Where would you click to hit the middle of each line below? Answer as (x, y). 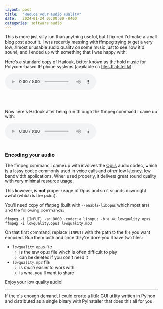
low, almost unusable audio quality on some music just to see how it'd (75, 47)
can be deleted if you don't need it (54, 257)
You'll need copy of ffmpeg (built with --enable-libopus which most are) (77, 205)
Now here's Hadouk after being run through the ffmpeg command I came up (81, 112)
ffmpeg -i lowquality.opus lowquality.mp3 (49, 223)
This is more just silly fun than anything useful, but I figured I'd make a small (81, 37)
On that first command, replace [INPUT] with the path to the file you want (78, 232)
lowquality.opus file (32, 247)
